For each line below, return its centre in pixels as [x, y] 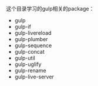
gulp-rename [30, 70]
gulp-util [25, 58]
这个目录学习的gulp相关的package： [50, 9]
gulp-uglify [28, 64]
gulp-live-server [34, 77]
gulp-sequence [33, 45]
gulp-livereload [33, 33]
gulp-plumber [31, 39]
